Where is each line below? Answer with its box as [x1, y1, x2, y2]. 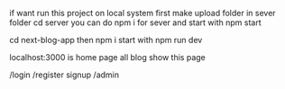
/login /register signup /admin [9, 69, 120, 80]
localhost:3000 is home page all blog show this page [9, 52, 206, 62]
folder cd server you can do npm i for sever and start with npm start [9, 17, 262, 28]
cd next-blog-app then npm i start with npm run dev [9, 35, 203, 45]
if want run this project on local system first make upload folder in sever [9, 8, 277, 18]
